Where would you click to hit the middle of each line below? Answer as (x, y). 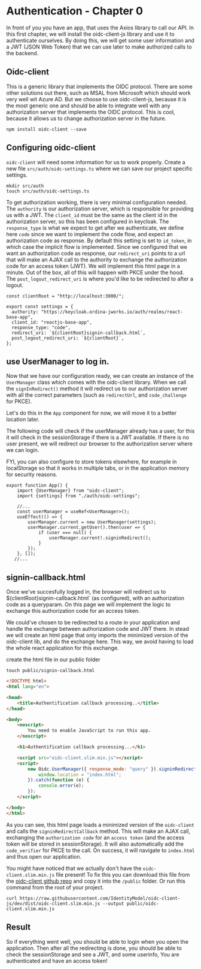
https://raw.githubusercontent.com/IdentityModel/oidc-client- (100, 898)
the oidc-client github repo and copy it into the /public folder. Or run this (96, 881)
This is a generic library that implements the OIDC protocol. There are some (99, 86)
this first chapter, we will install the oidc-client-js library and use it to (90, 34)
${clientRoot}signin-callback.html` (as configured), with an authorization (95, 598)
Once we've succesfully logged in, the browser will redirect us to (86, 592)
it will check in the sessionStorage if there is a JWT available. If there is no (98, 437)
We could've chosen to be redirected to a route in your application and (93, 622)
